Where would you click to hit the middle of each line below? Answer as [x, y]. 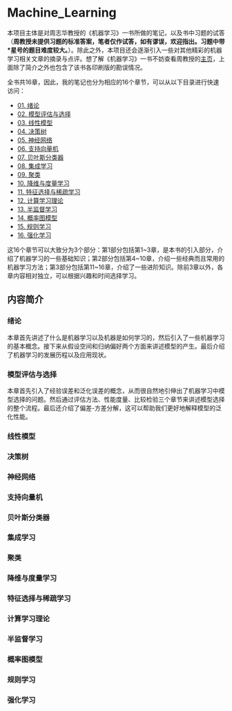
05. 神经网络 [35, 140]
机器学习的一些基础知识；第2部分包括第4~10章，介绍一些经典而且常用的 [122, 258]
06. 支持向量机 [38, 148]
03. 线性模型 [35, 122]
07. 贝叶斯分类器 [40, 157]
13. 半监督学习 [37, 209]
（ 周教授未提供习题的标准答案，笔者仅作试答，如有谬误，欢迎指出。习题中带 [116, 41]
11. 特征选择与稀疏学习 [49, 192]
